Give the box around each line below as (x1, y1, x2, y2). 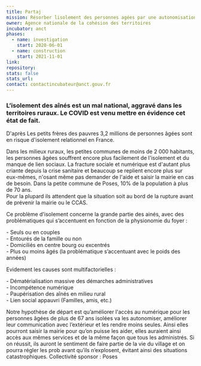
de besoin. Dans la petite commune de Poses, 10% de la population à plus (6, 180, 188, 187)
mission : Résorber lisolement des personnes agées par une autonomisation (6, 14, 197, 20)
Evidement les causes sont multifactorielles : (6, 266, 117, 273)
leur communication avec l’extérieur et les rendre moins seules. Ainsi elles (6, 321, 188, 328)
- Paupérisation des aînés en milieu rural (6, 290, 106, 297)
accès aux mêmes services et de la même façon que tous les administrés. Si (6, 334, 194, 341)
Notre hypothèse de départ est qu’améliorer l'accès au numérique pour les (6, 308, 190, 316)
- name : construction (11, 48, 66, 54)
